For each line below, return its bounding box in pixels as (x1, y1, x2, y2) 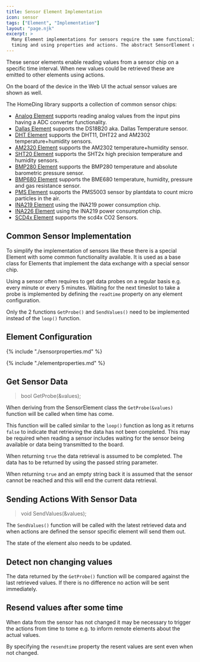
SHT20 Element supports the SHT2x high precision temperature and (14, 150, 183, 157)
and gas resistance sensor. (14, 182, 82, 189)
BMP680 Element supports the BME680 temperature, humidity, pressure (14, 176, 193, 183)
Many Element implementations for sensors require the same (11, 36, 164, 42)
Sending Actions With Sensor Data (6, 494, 137, 504)
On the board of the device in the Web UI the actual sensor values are (6, 82, 177, 90)
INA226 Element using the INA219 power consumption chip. (14, 207, 162, 214)
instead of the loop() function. (6, 314, 81, 321)
